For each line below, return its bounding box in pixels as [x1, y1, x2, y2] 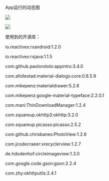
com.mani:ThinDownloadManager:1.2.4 [5, 102, 86, 108]
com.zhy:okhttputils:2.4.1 [5, 170, 56, 176]
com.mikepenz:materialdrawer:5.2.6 [5, 83, 79, 89]
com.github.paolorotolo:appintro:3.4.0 [5, 63, 83, 69]
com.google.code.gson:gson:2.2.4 [5, 160, 76, 166]
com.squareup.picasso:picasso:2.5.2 [5, 122, 81, 127]
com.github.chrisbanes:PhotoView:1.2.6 [5, 131, 87, 137]
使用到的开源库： [5, 34, 40, 40]
